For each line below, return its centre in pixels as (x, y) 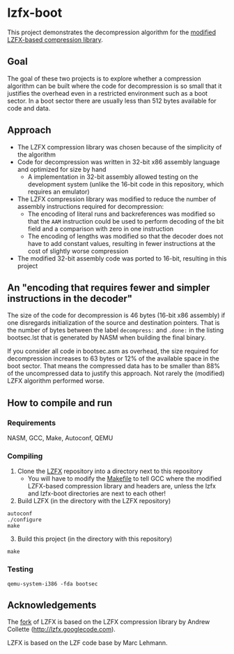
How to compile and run (60, 403)
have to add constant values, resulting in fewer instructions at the (122, 243)
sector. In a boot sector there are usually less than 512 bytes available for (112, 101)
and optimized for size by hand (62, 169)
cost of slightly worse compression (78, 251)
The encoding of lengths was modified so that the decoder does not (125, 236)
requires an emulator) (58, 191)
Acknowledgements (52, 605)
